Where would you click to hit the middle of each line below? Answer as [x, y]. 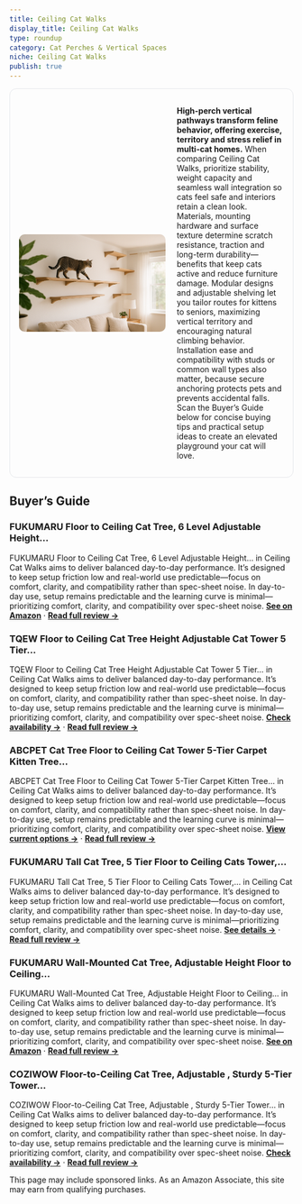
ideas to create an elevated [227, 436]
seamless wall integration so [229, 187]
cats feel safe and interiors [227, 197]
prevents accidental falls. [224, 398]
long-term [196, 254]
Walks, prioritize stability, [224, 168]
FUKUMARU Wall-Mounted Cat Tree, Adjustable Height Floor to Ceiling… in [149, 993]
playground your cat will [221, 446]
